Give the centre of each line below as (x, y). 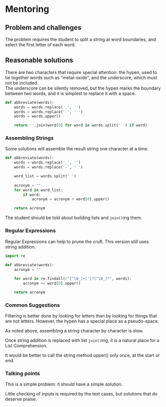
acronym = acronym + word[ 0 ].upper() (71, 199)
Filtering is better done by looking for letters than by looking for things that (81, 316)
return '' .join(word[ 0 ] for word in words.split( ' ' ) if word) (81, 125)
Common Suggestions (33, 305)
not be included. (22, 82)
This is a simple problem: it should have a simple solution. (64, 384)
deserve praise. (21, 399)
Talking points (23, 373)
